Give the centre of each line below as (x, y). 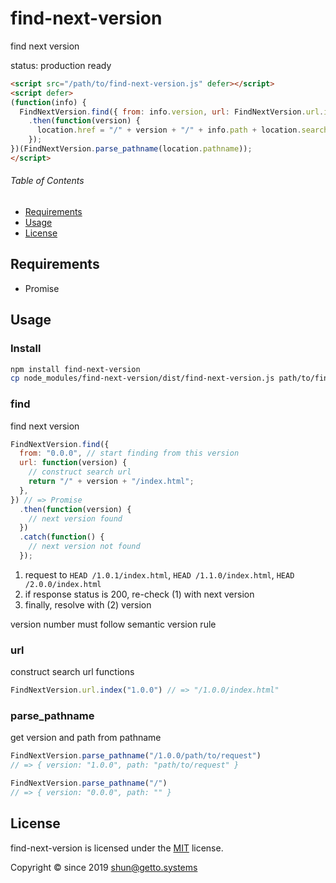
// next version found (75, 518)
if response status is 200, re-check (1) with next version (139, 594)
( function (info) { (48, 102)
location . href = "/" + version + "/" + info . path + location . (169, 130)
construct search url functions (72, 672)
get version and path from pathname (86, 738)
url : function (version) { (73, 463)
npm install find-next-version (75, 369)
